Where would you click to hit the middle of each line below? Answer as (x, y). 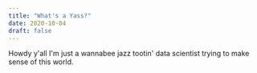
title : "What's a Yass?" (50, 16)
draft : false (30, 30)
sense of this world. (41, 62)
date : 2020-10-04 (37, 23)
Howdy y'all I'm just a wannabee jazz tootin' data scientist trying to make (129, 54)
